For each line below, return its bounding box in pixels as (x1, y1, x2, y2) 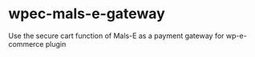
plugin (45, 39, 67, 48)
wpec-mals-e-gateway (8, 5, 166, 23)
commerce (8, 39, 44, 48)
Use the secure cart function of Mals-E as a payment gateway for (8, 31, 225, 40)
